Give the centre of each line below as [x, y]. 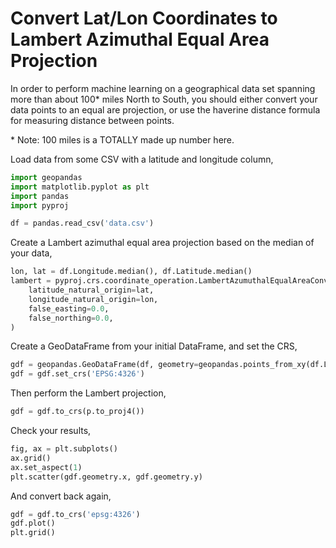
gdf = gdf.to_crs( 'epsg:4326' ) [75, 514]
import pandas [40, 196]
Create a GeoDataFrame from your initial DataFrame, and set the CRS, [154, 346]
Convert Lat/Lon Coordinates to [144, 18]
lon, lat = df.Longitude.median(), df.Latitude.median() [131, 272]
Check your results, [51, 431]
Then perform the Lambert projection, [88, 393]
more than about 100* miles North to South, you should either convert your [164, 99]
